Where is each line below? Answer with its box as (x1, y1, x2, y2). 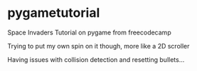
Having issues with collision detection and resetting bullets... (7, 55, 185, 64)
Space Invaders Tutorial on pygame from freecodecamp (7, 28, 172, 37)
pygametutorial (7, 5, 100, 21)
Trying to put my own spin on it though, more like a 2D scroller (7, 41, 190, 50)
